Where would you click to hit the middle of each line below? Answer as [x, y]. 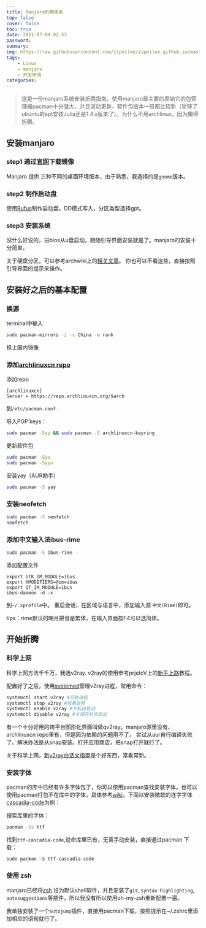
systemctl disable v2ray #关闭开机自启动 [57, 715]
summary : [17, 47]
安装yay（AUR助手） [33, 475]
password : [19, 40]
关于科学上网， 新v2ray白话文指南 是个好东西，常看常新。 [78, 756]
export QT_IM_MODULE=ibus [39, 587]
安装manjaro [31, 143]
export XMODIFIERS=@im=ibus [42, 582]
